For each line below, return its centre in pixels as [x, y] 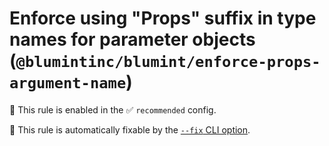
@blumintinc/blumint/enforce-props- [168, 62]
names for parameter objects [132, 39]
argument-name [68, 83]
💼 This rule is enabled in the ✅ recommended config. [113, 109]
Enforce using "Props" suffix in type [163, 18]
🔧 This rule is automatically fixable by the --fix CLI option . [130, 129]
